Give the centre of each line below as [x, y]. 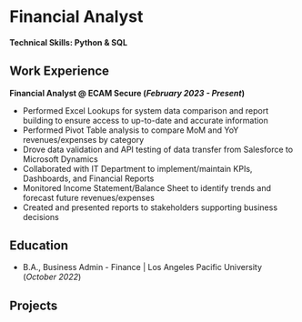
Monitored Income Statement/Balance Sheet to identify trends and [146, 187]
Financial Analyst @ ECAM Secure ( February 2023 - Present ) [127, 93]
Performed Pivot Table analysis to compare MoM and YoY [131, 130]
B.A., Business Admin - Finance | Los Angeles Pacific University [142, 267]
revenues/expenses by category [83, 139]
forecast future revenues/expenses [88, 197]
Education [39, 245]
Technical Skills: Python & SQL [69, 42]
